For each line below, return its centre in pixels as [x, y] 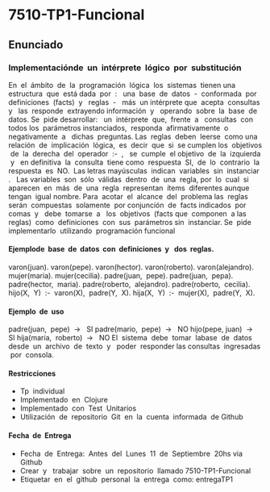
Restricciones [32, 373]
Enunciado [36, 45]
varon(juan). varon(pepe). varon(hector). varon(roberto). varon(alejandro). [131, 267]
